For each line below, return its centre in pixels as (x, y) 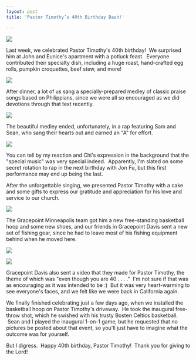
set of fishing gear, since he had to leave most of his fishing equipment (92, 233)
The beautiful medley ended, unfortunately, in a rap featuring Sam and (91, 126)
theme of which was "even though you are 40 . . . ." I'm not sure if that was (97, 279)
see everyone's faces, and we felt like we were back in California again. (92, 291)
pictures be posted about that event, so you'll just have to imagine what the (97, 328)
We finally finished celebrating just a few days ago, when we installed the (95, 303)
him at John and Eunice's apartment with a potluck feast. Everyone (88, 56)
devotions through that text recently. (50, 104)
